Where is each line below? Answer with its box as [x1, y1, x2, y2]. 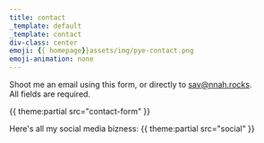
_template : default [9, 21, 82, 30]
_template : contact [9, 29, 82, 38]
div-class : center [9, 38, 78, 47]
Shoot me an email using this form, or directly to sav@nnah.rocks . [9, 80, 252, 89]
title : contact [9, 13, 66, 22]
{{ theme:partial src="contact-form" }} [9, 106, 150, 116]
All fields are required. [9, 88, 91, 99]
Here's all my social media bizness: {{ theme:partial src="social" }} [9, 123, 255, 134]
